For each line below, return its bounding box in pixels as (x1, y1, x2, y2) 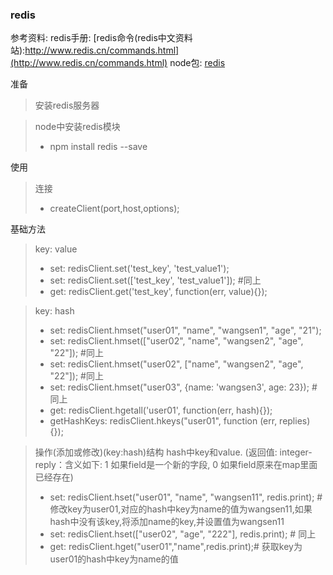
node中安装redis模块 (34, 121, 121, 133)
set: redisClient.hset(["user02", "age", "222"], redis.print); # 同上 (49, 528, 317, 540)
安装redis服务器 (34, 99, 100, 112)
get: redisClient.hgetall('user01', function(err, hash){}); (49, 404, 273, 417)
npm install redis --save (49, 141, 148, 153)
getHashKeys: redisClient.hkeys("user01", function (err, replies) (49, 415, 311, 427)
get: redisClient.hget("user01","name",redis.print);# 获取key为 (49, 541, 303, 553)
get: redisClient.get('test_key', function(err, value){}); (49, 286, 268, 298)
